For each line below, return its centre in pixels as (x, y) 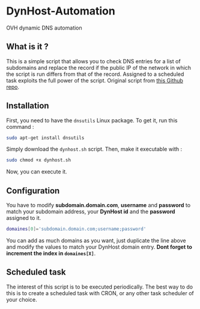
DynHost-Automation (61, 11)
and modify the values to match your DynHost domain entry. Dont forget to (99, 247)
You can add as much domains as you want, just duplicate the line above (96, 240)
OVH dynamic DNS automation (44, 28)
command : (20, 126)
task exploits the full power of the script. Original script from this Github (95, 80)
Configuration (33, 191)
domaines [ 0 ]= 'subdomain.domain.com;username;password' (76, 229)
